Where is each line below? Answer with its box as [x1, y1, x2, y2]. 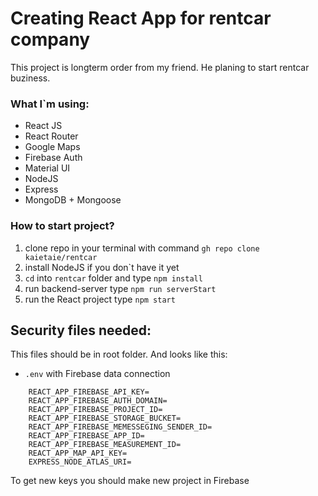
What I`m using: [10, 97, 90, 111]
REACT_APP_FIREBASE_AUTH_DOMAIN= [28, 396, 168, 406]
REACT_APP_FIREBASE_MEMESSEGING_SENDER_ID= [28, 422, 213, 432]
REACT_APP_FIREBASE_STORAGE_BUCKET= [28, 413, 182, 424]
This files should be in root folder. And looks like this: [10, 348, 228, 361]
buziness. [10, 72, 51, 84]
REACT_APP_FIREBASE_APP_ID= [28, 431, 145, 441]
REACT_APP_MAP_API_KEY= [28, 448, 128, 459]
